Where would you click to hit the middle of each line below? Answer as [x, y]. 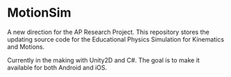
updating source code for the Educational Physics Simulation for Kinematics [115, 39]
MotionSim [39, 13]
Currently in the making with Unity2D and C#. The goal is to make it [103, 60]
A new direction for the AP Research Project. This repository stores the [108, 32]
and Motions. [26, 46]
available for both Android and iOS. [57, 67]
